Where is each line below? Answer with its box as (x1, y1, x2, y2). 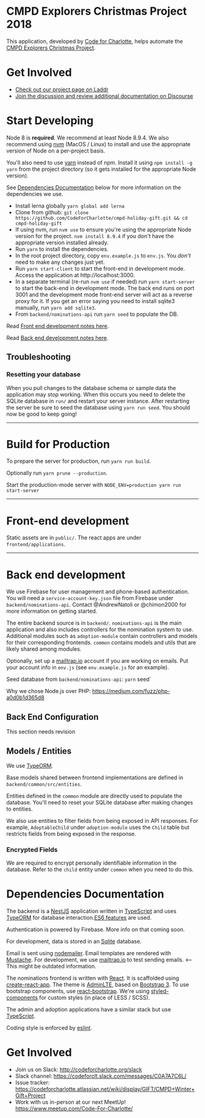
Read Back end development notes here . (6, 334, 109, 341)
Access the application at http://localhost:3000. (15, 271, 135, 279)
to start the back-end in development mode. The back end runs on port (15, 284, 195, 291)
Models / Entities (6, 746, 72, 756)
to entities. (6, 805, 33, 812)
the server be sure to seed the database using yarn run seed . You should (6, 403, 190, 411)
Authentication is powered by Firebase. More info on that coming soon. (6, 926, 185, 933)
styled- (150, 988, 169, 995)
